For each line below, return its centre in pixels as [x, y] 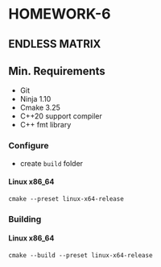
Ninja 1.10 [35, 99]
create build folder [51, 163]
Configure [29, 146]
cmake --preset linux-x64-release [66, 198]
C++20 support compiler [61, 116]
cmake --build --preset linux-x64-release [80, 256]
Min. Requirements [57, 71]
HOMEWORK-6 [60, 14]
